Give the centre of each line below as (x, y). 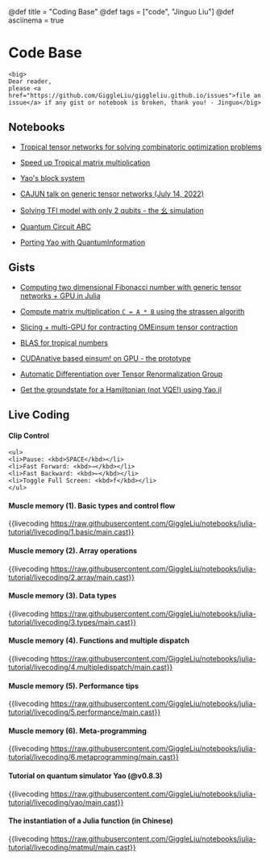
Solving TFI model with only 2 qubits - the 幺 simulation (112, 210)
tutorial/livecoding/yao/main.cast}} (66, 802)
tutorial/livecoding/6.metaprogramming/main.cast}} (94, 757)
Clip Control (29, 435)
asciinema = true (36, 20)
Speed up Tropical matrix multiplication (85, 162)
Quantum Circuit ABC (55, 226)
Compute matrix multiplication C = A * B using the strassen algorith (132, 311)
